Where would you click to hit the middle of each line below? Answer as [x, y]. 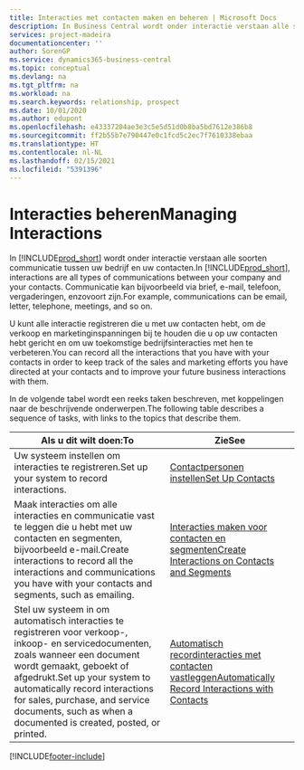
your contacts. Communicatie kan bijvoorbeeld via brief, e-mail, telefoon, [145, 287]
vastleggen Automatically [223, 678]
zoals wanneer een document [77, 655]
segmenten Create [208, 550]
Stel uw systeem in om [62, 610]
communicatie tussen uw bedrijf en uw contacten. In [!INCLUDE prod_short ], [150, 268]
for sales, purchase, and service [82, 700]
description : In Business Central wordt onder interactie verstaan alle [149, 26]
